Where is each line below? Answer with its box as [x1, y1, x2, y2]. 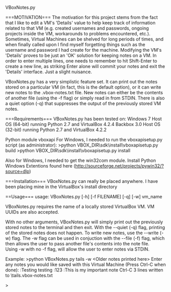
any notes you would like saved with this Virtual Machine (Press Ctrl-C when [5, 261, 166, 267]
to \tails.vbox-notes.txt [5, 273, 53, 278]
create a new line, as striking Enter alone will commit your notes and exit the [5, 64, 165, 69]
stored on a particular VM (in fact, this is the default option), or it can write [5, 84, 161, 90]
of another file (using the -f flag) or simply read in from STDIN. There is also [5, 95, 165, 101]
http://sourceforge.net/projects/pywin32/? [75, 163, 164, 169]
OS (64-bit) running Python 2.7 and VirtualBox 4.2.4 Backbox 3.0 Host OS [5, 121, 161, 127]
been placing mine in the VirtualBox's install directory [5, 184, 117, 190]
